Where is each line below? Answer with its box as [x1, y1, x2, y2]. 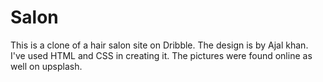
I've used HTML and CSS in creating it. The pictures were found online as [10, 49, 313, 61]
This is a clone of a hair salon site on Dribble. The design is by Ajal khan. [10, 39, 309, 51]
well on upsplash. [10, 60, 83, 72]
